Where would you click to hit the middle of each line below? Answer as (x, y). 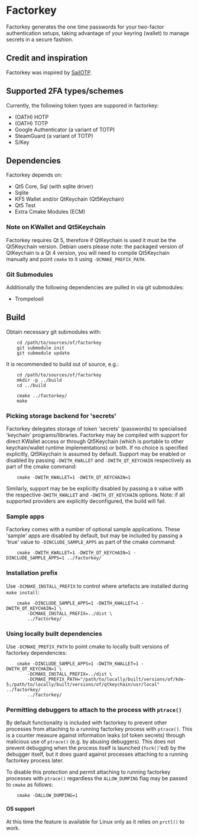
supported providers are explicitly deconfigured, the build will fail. (86, 501)
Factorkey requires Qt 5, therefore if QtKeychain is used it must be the (91, 240)
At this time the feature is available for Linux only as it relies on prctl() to (95, 822)
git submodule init (41, 348)
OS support (21, 809)
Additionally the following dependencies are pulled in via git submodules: (95, 287)
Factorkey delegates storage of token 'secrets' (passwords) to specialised (97, 429)
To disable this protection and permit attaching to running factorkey (88, 772)
